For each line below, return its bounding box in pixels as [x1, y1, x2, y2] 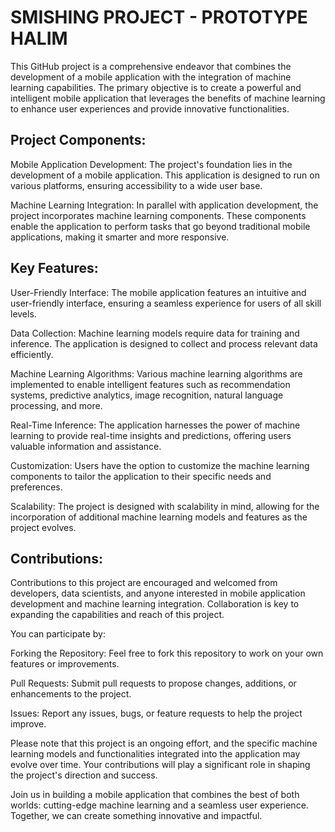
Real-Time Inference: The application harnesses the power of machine [10, 419, 301, 431]
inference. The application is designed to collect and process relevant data [10, 337, 318, 350]
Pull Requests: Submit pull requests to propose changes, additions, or [10, 677, 297, 690]
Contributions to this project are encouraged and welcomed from [10, 577, 278, 589]
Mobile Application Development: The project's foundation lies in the [10, 158, 293, 170]
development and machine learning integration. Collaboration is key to [10, 598, 300, 610]
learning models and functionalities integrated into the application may [10, 748, 301, 760]
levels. [10, 307, 37, 320]
